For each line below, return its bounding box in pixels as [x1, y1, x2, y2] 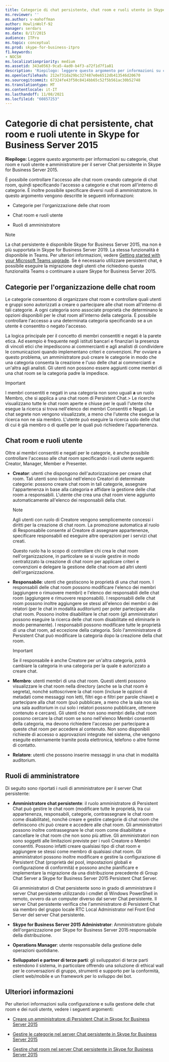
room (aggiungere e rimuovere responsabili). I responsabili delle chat [12, 595, 155, 601]
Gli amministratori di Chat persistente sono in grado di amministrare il [12, 885, 156, 891]
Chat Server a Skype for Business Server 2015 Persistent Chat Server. [12, 875, 157, 881]
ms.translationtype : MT [5, 82, 55, 87]
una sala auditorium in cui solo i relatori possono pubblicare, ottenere [12, 704, 156, 710]
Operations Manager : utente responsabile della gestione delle [12, 942, 142, 948]
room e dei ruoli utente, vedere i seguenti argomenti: [5, 1006, 114, 1013]
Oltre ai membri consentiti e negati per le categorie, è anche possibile [5, 449, 149, 456]
